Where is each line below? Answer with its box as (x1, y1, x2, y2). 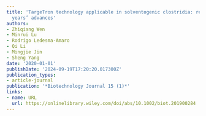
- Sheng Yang (6, 55, 40, 61)
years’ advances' (12, 15, 56, 21)
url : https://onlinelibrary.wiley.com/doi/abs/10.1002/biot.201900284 (12, 100, 196, 106)
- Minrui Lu (6, 32, 37, 38)
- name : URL (6, 95, 37, 101)
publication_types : (6, 72, 56, 78)
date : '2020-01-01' (6, 60, 56, 66)
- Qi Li (6, 44, 26, 50)
